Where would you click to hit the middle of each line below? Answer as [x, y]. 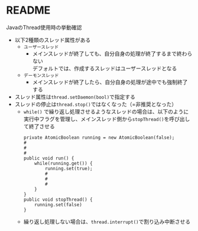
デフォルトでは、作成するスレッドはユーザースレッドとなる [105, 68]
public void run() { [49, 158]
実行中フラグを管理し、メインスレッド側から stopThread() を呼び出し [107, 119]
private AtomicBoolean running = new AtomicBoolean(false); [99, 137]
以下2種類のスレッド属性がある [53, 40]
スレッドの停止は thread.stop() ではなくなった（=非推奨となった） [96, 104]
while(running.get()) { [64, 163]
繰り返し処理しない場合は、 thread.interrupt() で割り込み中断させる [107, 222]
